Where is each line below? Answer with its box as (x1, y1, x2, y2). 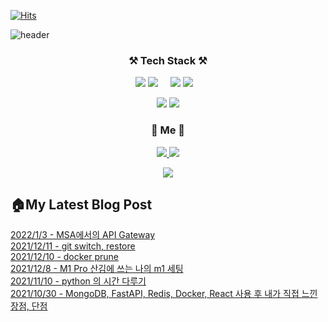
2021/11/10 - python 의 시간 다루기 (10, 275, 147, 287)
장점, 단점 (10, 300, 48, 312)
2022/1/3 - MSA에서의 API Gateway (10, 229, 155, 241)
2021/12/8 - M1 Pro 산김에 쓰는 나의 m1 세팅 (10, 263, 184, 275)
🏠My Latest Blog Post (10, 196, 153, 213)
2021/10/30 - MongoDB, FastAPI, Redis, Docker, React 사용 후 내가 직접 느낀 (10, 288, 318, 300)
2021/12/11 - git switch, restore (10, 240, 136, 252)
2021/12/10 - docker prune (10, 251, 120, 263)
